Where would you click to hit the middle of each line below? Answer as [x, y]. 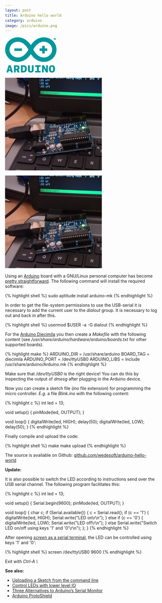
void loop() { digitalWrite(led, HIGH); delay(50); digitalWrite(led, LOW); [75, 422]
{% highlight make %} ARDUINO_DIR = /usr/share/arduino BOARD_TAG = [77, 354]
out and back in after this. [30, 315]
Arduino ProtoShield [32, 596]
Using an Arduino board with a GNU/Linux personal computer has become [79, 276]
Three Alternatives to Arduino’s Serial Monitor [57, 591]
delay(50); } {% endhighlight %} [37, 427]
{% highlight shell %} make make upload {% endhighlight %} [66, 446]
